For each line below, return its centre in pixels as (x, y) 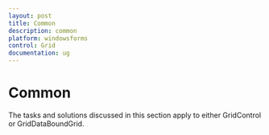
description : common (43, 31)
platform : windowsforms (48, 38)
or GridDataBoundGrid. (46, 123)
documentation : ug (39, 53)
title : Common (32, 23)
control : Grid (32, 46)
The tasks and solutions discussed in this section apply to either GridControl (135, 115)
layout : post (30, 16)
